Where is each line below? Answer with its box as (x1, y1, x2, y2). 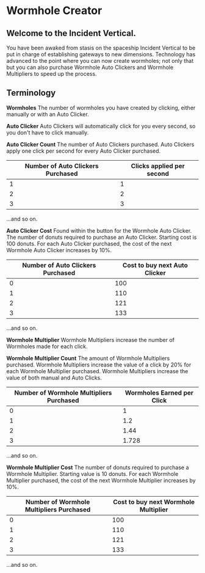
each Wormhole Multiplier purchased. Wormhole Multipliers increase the (6, 367, 189, 374)
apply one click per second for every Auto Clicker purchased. (6, 147, 161, 155)
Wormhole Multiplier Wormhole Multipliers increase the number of (6, 336, 175, 343)
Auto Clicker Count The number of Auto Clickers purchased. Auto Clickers (6, 141, 195, 148)
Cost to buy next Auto (122, 261, 188, 269)
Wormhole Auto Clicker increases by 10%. (6, 246, 112, 254)
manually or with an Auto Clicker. (6, 111, 90, 118)
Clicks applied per (131, 161, 185, 170)
